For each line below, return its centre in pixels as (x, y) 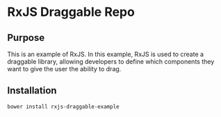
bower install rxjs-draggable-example (63, 107)
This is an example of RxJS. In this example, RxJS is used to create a (105, 54)
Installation (32, 91)
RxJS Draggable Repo (71, 12)
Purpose (26, 38)
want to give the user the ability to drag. (64, 69)
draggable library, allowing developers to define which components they (111, 62)
